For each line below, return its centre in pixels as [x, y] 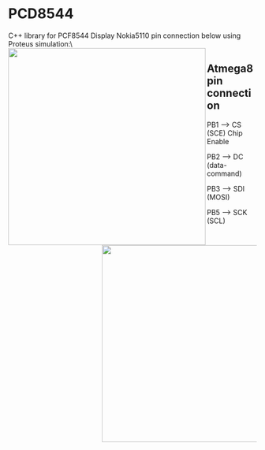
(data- [217, 165]
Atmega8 [230, 69]
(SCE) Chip [225, 133]
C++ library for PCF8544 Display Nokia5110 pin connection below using [125, 35]
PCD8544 [41, 14]
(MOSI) [218, 197]
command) [224, 173]
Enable [218, 141]
